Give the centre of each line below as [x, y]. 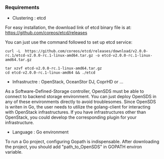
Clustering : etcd [29, 18]
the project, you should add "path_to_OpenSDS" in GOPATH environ [74, 147]
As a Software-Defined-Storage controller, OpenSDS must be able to [75, 91]
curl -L [13, 51]
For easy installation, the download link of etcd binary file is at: [68, 27]
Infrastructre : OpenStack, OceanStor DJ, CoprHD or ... [68, 82]
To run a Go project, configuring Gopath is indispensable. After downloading [82, 142]
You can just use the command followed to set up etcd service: [69, 42]
